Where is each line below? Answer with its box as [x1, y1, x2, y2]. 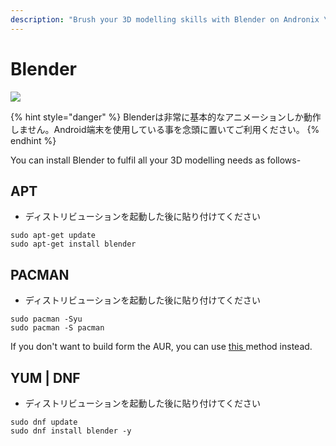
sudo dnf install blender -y [10, 426, 132, 436]
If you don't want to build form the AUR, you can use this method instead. [10, 341, 313, 353]
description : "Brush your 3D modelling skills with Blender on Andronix [10, 14, 320, 25]
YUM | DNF [10, 369, 81, 386]
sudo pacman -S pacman [10, 323, 105, 333]
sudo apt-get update [10, 231, 97, 241]
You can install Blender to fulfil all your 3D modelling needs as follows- [10, 154, 302, 166]
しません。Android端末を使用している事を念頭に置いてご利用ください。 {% [10, 123, 320, 135]
